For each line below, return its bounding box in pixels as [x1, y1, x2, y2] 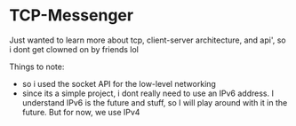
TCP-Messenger [9, 5, 134, 26]
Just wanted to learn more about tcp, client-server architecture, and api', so [9, 35, 286, 45]
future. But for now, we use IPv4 [21, 106, 140, 117]
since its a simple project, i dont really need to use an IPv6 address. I [21, 88, 274, 98]
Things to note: [9, 61, 65, 72]
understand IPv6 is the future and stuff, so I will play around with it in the [21, 97, 288, 107]
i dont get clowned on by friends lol [9, 43, 140, 54]
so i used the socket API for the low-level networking [21, 78, 216, 89]
